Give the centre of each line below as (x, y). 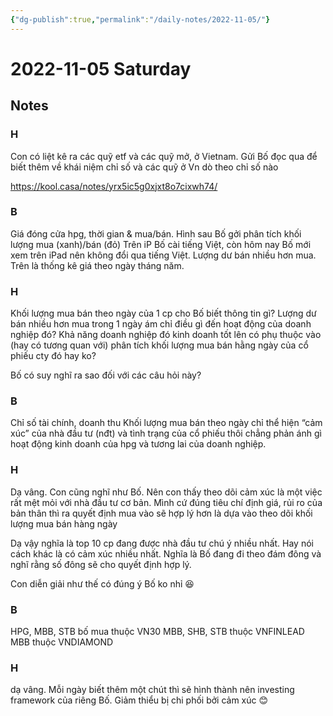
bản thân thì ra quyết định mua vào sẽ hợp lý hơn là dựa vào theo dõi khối (161, 513)
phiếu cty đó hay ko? (53, 356)
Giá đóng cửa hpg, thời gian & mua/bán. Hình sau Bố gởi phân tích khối (156, 233)
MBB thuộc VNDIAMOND (62, 642)
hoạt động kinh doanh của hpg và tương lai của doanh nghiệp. (138, 444)
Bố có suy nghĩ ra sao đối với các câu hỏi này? (106, 375)
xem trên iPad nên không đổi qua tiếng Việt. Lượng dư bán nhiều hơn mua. (163, 255)
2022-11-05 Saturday (101, 68)
